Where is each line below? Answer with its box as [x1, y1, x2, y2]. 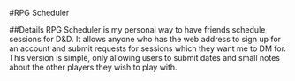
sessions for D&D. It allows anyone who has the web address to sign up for [9, 34, 281, 44]
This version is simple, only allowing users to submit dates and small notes [9, 53, 281, 63]
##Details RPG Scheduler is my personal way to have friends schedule [9, 25, 266, 34]
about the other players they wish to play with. [9, 62, 178, 72]
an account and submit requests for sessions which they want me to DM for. [9, 43, 287, 54]
